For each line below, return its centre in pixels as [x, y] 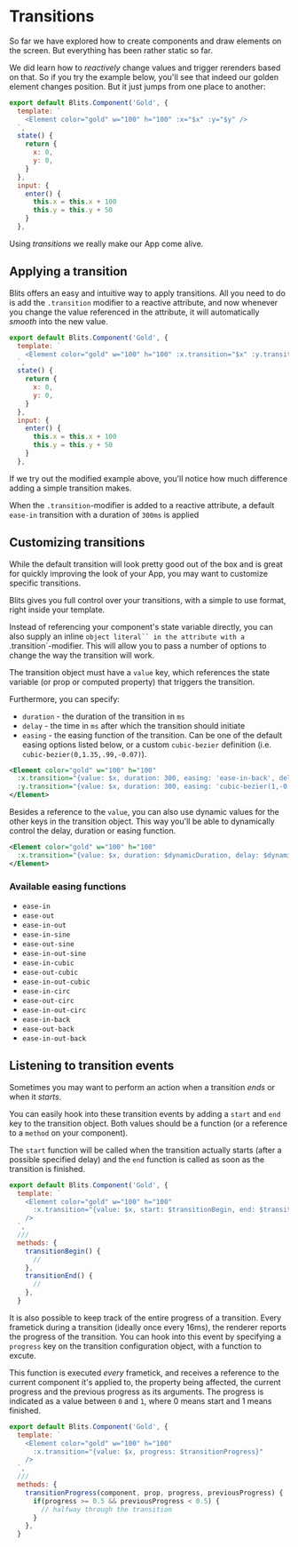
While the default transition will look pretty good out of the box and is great [146, 564]
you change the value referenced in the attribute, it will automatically [134, 312]
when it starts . [35, 1096]
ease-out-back [48, 1029]
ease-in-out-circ [54, 1010]
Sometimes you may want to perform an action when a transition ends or [142, 1087]
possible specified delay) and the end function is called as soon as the [137, 1159]
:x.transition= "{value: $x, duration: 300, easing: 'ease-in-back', [146, 778]
